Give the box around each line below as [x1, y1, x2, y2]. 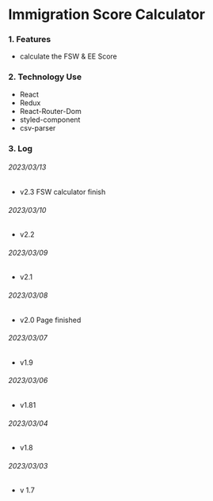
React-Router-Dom [19, 106, 82, 116]
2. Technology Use [8, 71, 82, 82]
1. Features [8, 34, 51, 45]
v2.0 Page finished [19, 315, 82, 325]
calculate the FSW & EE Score [19, 51, 117, 61]
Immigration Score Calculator [8, 6, 206, 24]
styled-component [19, 115, 81, 124]
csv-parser [19, 123, 56, 132]
